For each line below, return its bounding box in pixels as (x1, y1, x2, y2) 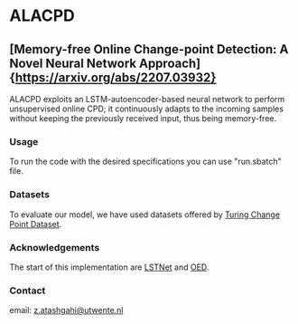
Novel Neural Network (9, 55, 137, 71)
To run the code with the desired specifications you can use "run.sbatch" (9, 156, 282, 167)
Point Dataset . (9, 218, 62, 229)
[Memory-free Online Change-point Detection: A (9, 42, 289, 57)
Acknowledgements (9, 241, 100, 253)
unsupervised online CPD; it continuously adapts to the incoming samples (9, 103, 284, 114)
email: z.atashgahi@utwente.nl (9, 305, 124, 316)
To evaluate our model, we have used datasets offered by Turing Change (9, 209, 281, 220)
